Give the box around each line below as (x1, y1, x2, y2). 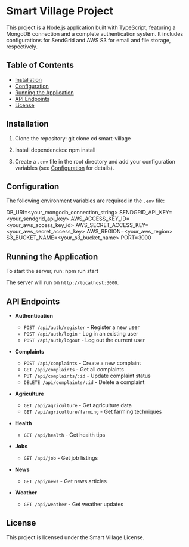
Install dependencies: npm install (14, 146, 96, 153)
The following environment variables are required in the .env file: (6, 197, 165, 204)
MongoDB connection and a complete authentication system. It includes (6, 30, 184, 37)
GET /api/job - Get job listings (23, 454, 98, 461)
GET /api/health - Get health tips (23, 431, 106, 438)
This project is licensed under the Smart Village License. (6, 533, 145, 541)
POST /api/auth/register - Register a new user (23, 324, 140, 331)
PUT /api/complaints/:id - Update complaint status (23, 372, 151, 379)
